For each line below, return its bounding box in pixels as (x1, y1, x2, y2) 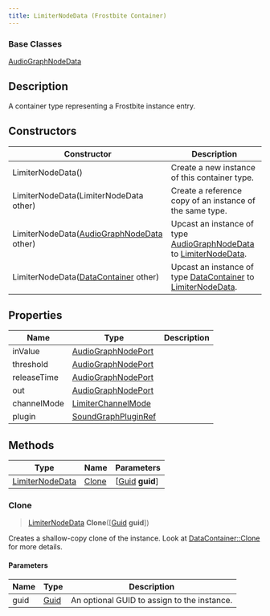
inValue (12, 346, 40, 357)
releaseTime (12, 372, 59, 383)
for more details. (8, 542, 63, 552)
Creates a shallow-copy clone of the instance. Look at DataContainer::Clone (8, 533, 260, 543)
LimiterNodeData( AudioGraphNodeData (12, 228, 163, 239)
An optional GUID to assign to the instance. (71, 594, 233, 606)
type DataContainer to (170, 271, 255, 282)
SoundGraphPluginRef (72, 411, 157, 422)
